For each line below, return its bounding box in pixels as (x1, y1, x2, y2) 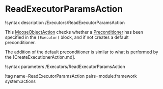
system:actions (5, 78, 36, 84)
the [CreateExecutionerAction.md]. (5, 54, 76, 60)
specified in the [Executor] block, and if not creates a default (5, 34, 129, 40)
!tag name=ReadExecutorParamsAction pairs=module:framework (5, 73, 137, 79)
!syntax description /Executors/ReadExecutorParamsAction (5, 20, 125, 25)
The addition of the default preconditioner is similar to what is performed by (5, 49, 159, 55)
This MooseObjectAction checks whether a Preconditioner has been (5, 29, 143, 35)
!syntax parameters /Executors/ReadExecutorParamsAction (5, 64, 125, 69)
